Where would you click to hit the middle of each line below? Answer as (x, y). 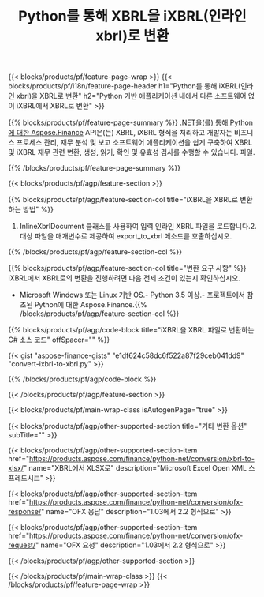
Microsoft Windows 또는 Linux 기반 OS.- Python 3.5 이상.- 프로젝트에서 (132, 295)
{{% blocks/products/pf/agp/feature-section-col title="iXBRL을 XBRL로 (123, 200)
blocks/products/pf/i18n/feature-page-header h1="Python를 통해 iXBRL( (125, 86)
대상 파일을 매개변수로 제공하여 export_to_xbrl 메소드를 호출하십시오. (126, 236)
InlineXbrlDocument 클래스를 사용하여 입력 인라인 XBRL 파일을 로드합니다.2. (138, 227)
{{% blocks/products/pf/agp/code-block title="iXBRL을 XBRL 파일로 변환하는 (131, 330)
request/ (22, 545)
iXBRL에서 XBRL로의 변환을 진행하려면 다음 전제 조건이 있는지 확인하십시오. (124, 278)
